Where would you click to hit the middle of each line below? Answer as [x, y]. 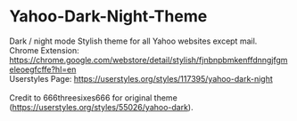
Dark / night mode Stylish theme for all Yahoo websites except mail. [133, 41]
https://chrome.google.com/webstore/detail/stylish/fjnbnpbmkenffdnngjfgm [148, 60]
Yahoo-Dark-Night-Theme [108, 16]
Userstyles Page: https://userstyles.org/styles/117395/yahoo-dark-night [141, 78]
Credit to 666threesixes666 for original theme [94, 97]
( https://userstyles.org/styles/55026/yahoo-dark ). [101, 107]
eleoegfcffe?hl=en [43, 69]
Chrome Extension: [44, 50]
